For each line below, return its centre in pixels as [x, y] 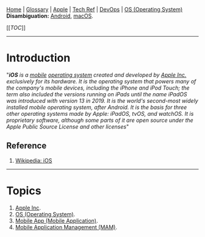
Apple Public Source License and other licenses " [68, 126]
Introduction [38, 58]
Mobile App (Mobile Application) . [57, 221]
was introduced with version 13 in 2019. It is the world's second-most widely [102, 101]
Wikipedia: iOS [34, 160]
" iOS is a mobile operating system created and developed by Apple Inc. [96, 75]
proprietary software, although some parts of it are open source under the [100, 120]
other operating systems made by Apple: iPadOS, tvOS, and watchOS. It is [100, 113]
